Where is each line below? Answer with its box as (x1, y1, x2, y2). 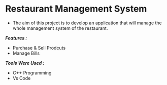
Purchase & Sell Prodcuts (12, 45, 66, 51)
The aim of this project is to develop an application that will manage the (12, 20, 162, 26)
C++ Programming (12, 69, 52, 76)
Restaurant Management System (5, 3, 147, 15)
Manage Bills (12, 50, 40, 56)
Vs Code (12, 75, 31, 81)
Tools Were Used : (5, 60, 45, 66)
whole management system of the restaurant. (12, 25, 108, 31)
